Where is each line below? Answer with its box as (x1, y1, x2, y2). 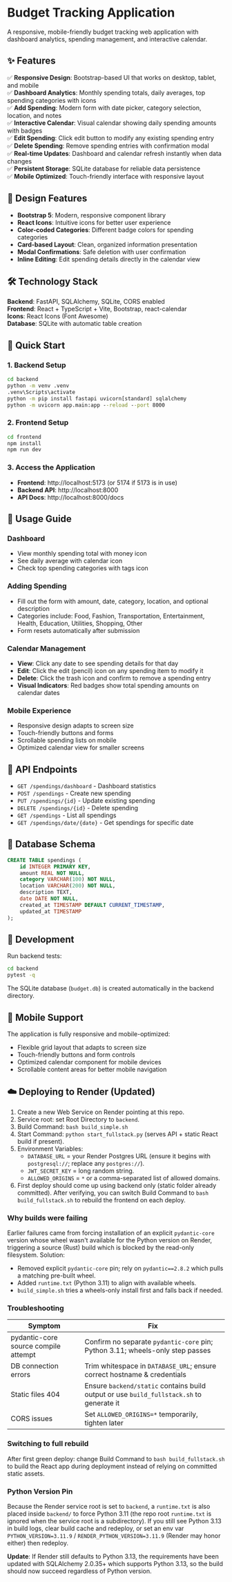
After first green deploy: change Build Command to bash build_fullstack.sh (7, 1454, 225, 1463)
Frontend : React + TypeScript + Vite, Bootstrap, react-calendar (7, 305, 188, 313)
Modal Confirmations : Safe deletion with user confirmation (17, 247, 186, 256)
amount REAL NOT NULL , (19, 870, 85, 877)
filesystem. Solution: (7, 1251, 66, 1259)
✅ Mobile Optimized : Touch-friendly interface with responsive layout (7, 172, 204, 180)
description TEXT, (19, 889, 72, 896)
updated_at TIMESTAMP (19, 908, 81, 915)
